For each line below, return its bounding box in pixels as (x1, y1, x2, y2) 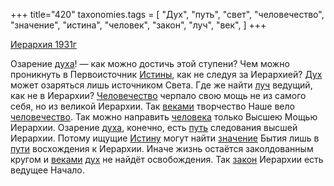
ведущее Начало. (10, 164, 85, 176)
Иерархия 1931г (10, 39, 77, 50)
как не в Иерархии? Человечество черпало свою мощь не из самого (10, 90, 307, 101)
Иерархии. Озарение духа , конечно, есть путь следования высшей (10, 122, 298, 133)
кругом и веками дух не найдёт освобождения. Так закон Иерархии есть (10, 154, 324, 165)
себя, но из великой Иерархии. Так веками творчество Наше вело (10, 100, 295, 112)
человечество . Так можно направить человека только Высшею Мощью (10, 111, 318, 123)
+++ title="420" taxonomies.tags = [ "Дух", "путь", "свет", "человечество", (10, 9, 325, 20)
